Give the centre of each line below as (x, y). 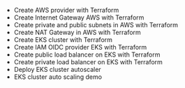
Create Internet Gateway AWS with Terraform (79, 17)
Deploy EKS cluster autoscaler (57, 69)
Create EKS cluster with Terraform (63, 40)
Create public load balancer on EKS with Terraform (87, 54)
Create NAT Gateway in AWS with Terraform (77, 32)
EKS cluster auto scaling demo (58, 77)
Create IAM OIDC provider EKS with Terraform (80, 47)
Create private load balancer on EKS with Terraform (88, 62)
